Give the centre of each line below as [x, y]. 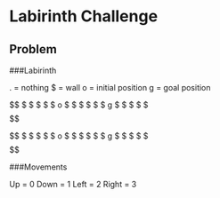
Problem [33, 49]
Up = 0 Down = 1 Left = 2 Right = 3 [73, 184]
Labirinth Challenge [84, 16]
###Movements [38, 167]
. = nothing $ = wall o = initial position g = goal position [110, 87]
